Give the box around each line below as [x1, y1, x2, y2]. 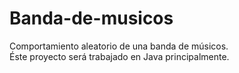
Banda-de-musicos [9, 7, 174, 30]
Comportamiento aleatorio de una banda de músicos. [9, 40, 229, 52]
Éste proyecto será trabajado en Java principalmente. [9, 50, 230, 62]
